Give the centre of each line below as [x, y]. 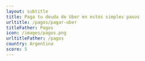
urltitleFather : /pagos [35, 38]
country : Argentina [30, 44]
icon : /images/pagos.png [36, 33]
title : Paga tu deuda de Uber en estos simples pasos [73, 17]
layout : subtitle [27, 11]
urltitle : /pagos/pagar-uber [42, 22]
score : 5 [17, 49]
